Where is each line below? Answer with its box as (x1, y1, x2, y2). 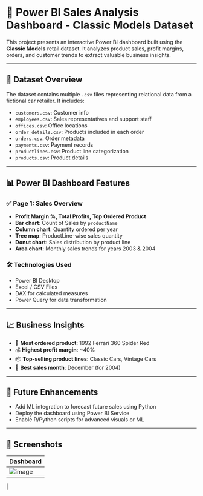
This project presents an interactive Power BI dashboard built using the (6, 38, 183, 45)
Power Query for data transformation (14, 296, 107, 303)
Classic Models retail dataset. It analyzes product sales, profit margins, (6, 45, 184, 52)
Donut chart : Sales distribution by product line (14, 239, 131, 246)
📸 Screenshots (6, 439, 63, 449)
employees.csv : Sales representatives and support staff (14, 115, 152, 122)
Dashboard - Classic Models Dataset (6, 18, 194, 32)
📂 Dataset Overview (6, 75, 83, 85)
